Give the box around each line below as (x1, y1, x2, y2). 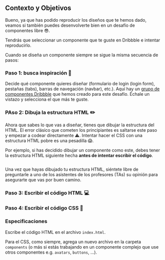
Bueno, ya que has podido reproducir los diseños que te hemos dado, (5, 17, 147, 23)
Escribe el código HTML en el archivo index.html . (5, 229, 106, 235)
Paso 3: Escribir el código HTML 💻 (5, 189, 90, 196)
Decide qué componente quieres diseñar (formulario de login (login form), (5, 81, 155, 87)
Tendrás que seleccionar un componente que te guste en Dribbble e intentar (5, 37, 161, 43)
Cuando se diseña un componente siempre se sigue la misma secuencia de (5, 52, 159, 58)
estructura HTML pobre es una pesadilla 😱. (5, 138, 94, 144)
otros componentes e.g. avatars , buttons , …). (5, 249, 98, 255)
